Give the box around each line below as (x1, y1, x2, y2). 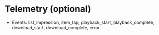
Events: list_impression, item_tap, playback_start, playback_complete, (11, 19, 155, 25)
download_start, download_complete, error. (11, 24, 101, 30)
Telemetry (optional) (4, 3, 91, 15)
